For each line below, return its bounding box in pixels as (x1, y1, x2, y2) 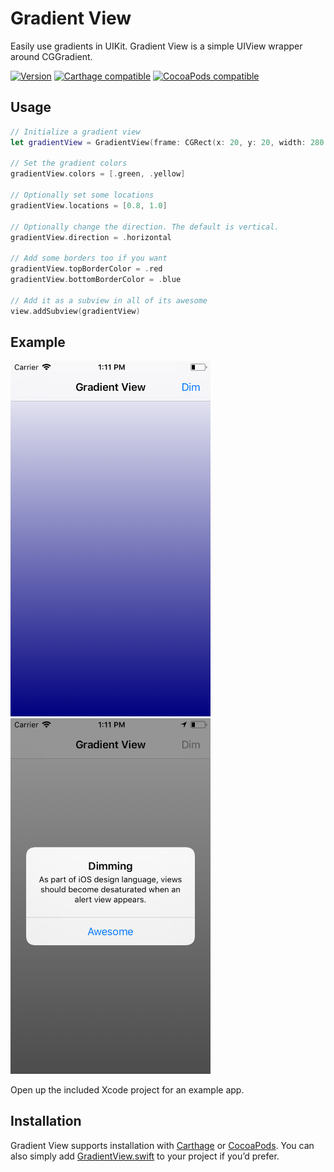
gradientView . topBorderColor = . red (10, 264, 163, 274)
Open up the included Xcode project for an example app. (10, 1084, 245, 1096)
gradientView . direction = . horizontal (10, 232, 172, 242)
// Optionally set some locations (10, 190, 155, 200)
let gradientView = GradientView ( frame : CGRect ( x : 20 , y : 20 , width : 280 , (10, 137, 329, 147)
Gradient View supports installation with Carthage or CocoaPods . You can (10, 1139, 315, 1151)
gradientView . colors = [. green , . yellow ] (10, 169, 186, 179)
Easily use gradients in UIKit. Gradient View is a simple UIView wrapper (10, 40, 303, 52)
